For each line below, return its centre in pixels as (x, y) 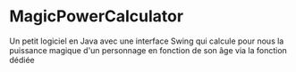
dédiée (22, 60)
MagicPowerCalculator (97, 16)
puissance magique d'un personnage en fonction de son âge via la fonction (148, 50)
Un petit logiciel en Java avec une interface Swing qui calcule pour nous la (147, 41)
